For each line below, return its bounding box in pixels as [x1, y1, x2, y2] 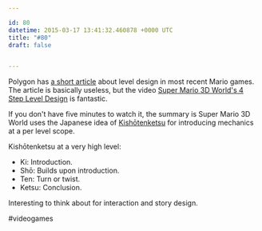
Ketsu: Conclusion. [19, 183, 82, 193]
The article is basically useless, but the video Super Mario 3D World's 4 [8, 86, 244, 95]
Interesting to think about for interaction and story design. [8, 198, 198, 208]
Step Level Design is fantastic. [8, 94, 108, 104]
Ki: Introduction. [19, 157, 73, 167]
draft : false [8, 41, 52, 49]
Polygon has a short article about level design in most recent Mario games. [8, 77, 255, 86]
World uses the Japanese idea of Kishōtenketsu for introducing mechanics [8, 117, 254, 128]
